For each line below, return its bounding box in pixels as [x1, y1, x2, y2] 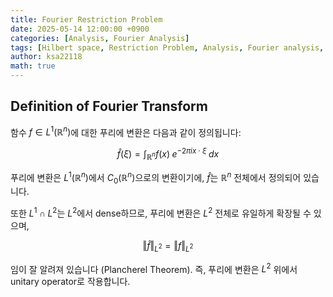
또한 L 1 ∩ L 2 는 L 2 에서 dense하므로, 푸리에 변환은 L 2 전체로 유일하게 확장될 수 [10, 206, 312, 220]
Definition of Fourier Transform [10, 98, 208, 115]
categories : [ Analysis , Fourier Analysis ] [10, 33, 190, 43]
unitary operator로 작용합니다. [10, 276, 131, 288]
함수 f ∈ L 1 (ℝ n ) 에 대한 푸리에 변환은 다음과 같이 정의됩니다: [10, 124, 242, 138]
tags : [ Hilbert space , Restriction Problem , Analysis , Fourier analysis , [10, 42, 325, 53]
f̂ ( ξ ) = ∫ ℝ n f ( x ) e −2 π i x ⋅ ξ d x [116, 146, 220, 162]
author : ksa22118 [10, 52, 83, 62]
